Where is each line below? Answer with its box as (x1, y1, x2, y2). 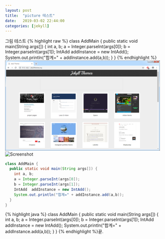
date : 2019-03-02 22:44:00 (5, 18, 65, 23)
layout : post (5, 8, 32, 13)
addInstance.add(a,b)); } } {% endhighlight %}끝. (5, 229, 104, 235)
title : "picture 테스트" (5, 13, 55, 18)
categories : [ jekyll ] (5, 24, 50, 28)
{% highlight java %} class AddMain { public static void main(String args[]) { (5, 212, 159, 217)
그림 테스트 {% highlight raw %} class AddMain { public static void (5, 38, 138, 44)
